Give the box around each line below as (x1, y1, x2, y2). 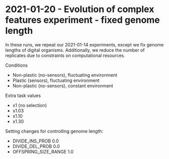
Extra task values (5, 92, 41, 98)
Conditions (5, 62, 28, 68)
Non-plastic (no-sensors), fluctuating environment (12, 72, 118, 78)
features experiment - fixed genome (5, 14, 160, 26)
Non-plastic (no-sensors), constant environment (12, 82, 114, 89)
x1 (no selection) (12, 102, 47, 108)
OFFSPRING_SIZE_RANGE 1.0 (12, 148, 74, 154)
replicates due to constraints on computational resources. (5, 52, 125, 59)
